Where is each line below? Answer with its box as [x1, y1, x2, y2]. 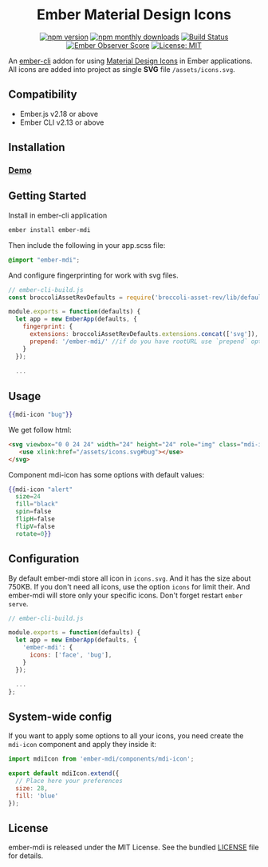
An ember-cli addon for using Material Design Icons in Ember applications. [8, 56, 253, 66]
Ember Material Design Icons [36, 6, 232, 24]
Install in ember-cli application [8, 210, 108, 220]
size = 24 [15, 493, 41, 501]
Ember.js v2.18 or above [19, 109, 98, 118]
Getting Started [8, 190, 87, 203]
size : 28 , [15, 784, 48, 793]
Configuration [8, 552, 80, 565]
